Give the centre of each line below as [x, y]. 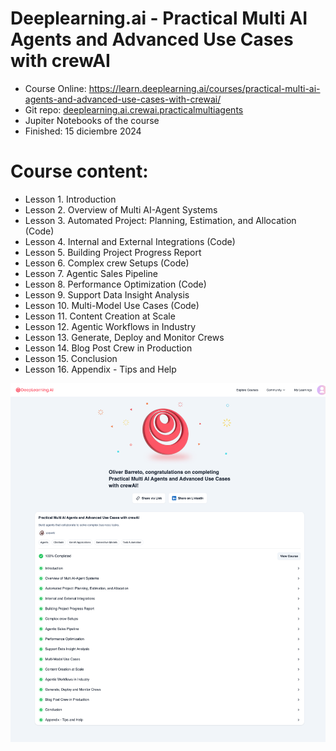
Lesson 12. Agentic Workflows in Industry [110, 326]
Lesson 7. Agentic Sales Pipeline [91, 273]
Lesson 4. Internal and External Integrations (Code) [130, 241]
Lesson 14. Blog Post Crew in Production [108, 348]
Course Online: [55, 88]
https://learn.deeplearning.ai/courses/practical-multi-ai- [204, 88]
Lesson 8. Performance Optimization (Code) [115, 284]
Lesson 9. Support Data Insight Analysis [107, 294]
